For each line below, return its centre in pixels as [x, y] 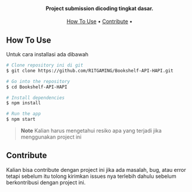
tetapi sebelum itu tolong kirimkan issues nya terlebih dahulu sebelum [91, 176]
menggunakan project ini [51, 137]
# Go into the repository [38, 81]
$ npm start [21, 119]
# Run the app [24, 114]
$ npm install [24, 103]
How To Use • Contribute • [100, 21]
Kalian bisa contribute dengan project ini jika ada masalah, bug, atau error [96, 169]
